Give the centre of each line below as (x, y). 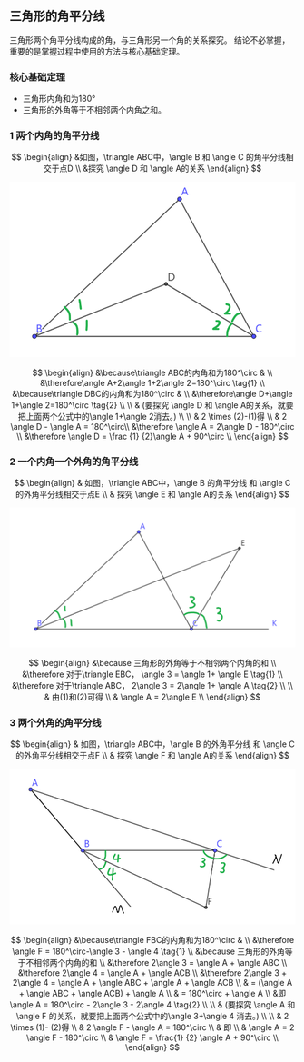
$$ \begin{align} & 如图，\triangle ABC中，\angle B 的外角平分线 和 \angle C (152, 744)
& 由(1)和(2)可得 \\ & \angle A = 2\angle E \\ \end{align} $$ (152, 697)
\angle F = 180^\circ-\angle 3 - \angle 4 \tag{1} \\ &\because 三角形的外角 (149, 951)
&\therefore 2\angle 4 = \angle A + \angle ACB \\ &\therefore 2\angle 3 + (152, 973)
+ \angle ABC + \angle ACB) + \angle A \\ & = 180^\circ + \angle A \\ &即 (152, 993)
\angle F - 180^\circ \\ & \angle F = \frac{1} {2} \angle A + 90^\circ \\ (152, 1037)
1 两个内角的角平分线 (54, 136)
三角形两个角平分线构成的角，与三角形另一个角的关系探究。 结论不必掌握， (150, 40)
